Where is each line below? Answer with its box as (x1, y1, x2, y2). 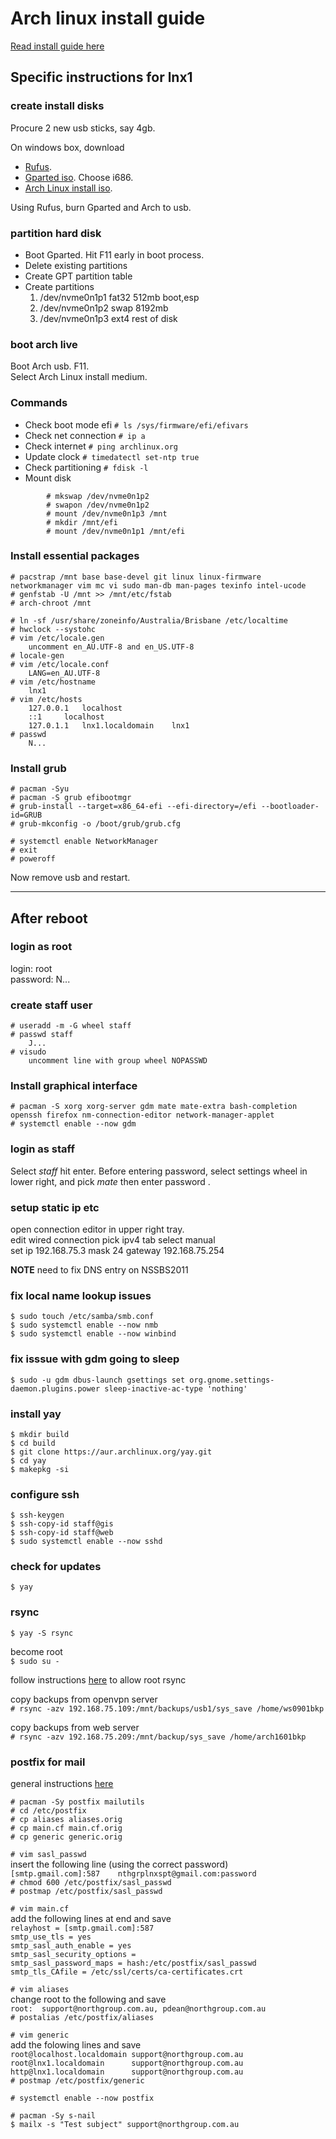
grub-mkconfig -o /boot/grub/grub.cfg (19, 819, 182, 829)
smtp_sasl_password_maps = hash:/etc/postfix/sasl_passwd (10, 1958, 257, 1969)
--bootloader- (260, 802, 320, 812)
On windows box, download (10, 141, 125, 153)
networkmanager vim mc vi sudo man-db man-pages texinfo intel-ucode (10, 580, 307, 591)
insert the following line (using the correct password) (10, 1858, 229, 1871)
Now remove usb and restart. (10, 872, 131, 884)
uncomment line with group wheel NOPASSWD (28, 1056, 208, 1066)
